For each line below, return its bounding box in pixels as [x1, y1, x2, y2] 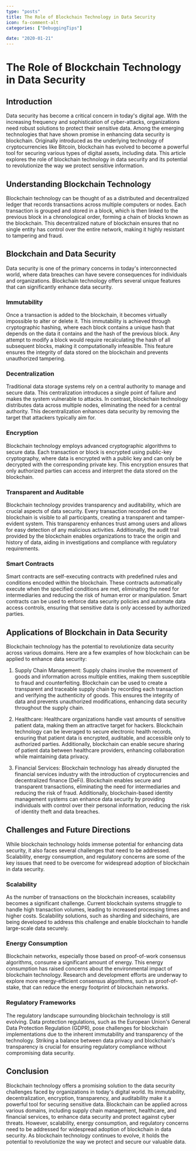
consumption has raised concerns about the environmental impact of [6, 965, 173, 972]
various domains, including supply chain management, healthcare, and [6, 1107, 177, 1114]
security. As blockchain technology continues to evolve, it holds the [6, 1132, 169, 1139]
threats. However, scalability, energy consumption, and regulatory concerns [6, 1119, 189, 1126]
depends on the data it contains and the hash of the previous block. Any [6, 330, 180, 337]
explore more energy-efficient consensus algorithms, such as [6, 978, 154, 985]
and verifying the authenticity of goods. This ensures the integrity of [14, 692, 180, 699]
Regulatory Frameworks [6, 998, 76, 1007]
